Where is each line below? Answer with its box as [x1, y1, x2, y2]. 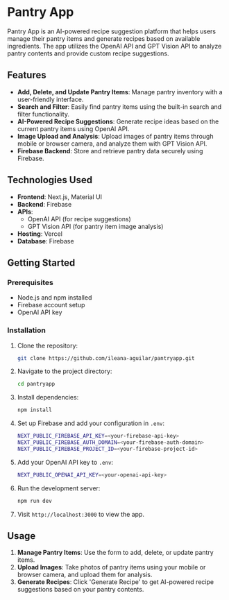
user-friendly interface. [17, 95, 84, 103]
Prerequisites [7, 277, 53, 287]
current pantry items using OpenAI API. [17, 124, 130, 132]
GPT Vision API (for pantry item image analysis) [27, 222, 164, 230]
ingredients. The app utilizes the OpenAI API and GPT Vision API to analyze [7, 42, 222, 50]
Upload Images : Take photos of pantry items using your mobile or [17, 563, 206, 572]
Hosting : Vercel [17, 230, 62, 238]
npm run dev [17, 497, 52, 504]
